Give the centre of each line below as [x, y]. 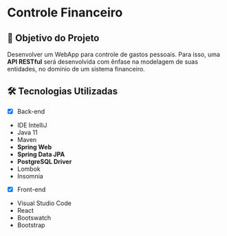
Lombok [29, 169]
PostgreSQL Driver [44, 161]
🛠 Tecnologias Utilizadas [63, 92]
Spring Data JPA [41, 154]
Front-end [31, 189]
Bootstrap [31, 225]
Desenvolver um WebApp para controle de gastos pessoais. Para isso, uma [113, 54]
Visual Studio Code [44, 203]
